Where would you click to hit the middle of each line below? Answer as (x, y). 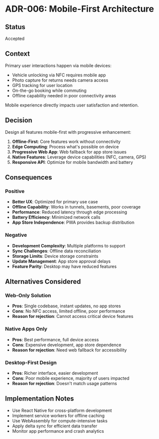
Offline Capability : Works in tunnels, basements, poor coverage (76, 207)
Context (18, 54)
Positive (15, 191)
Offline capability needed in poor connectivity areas (64, 95)
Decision (19, 120)
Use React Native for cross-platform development (62, 410)
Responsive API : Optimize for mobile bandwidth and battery (72, 162)
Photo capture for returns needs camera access (60, 80)
